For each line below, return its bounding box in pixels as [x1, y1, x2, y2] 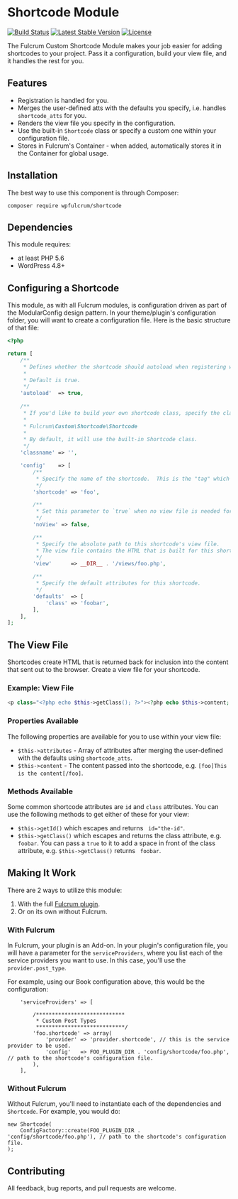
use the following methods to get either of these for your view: [7, 810, 190, 818]
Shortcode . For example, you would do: [7, 1107, 120, 1116]
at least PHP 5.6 [17, 254, 65, 263]
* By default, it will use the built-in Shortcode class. [23, 436, 198, 443]
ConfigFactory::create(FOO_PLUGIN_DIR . [20, 1127, 141, 1134]
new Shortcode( [7, 1121, 52, 1128]
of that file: [7, 324, 39, 332]
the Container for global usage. [17, 148, 109, 157]
